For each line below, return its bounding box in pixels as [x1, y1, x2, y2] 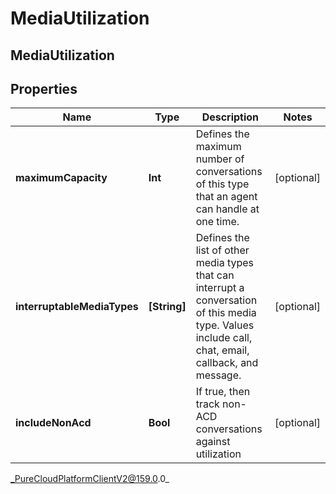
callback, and [195, 356, 259, 370]
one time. [195, 215, 240, 229]
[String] [148, 300, 187, 314]
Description [201, 110, 260, 124]
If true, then [195, 385, 251, 399]
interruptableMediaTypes [15, 300, 139, 314]
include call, [195, 331, 253, 345]
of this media [195, 306, 257, 320]
